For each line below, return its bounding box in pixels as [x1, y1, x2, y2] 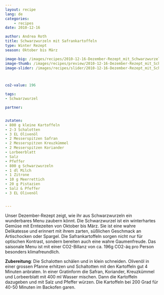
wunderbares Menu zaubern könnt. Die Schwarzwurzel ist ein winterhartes [5, 217, 156, 223]
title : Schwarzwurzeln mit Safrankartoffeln [5, 39, 97, 44]
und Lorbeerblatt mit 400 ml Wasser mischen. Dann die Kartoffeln [5, 274, 138, 279]
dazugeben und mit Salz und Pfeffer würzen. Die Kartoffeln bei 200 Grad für [5, 279, 159, 285]
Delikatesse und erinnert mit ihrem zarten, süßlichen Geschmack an [5, 228, 142, 234]
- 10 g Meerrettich [5, 177, 45, 182]
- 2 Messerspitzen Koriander [5, 145, 64, 150]
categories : [5, 16, 29, 21]
